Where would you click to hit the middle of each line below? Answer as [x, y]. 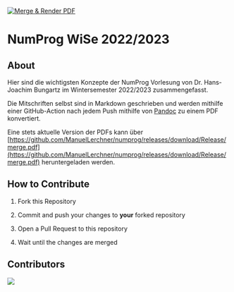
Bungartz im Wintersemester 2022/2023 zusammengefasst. [121, 90]
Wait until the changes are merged [67, 242]
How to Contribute [49, 184]
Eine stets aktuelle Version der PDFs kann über [75, 132]
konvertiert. [24, 118]
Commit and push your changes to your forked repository [101, 214]
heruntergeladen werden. [78, 162]
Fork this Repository [47, 201]
